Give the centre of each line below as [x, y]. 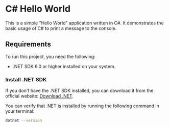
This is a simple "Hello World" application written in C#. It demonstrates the [85, 23]
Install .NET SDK [26, 79]
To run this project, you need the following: [50, 56]
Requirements [28, 44]
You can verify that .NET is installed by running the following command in [82, 106]
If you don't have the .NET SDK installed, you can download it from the [79, 91]
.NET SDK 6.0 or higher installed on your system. [64, 66]
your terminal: [20, 111]
